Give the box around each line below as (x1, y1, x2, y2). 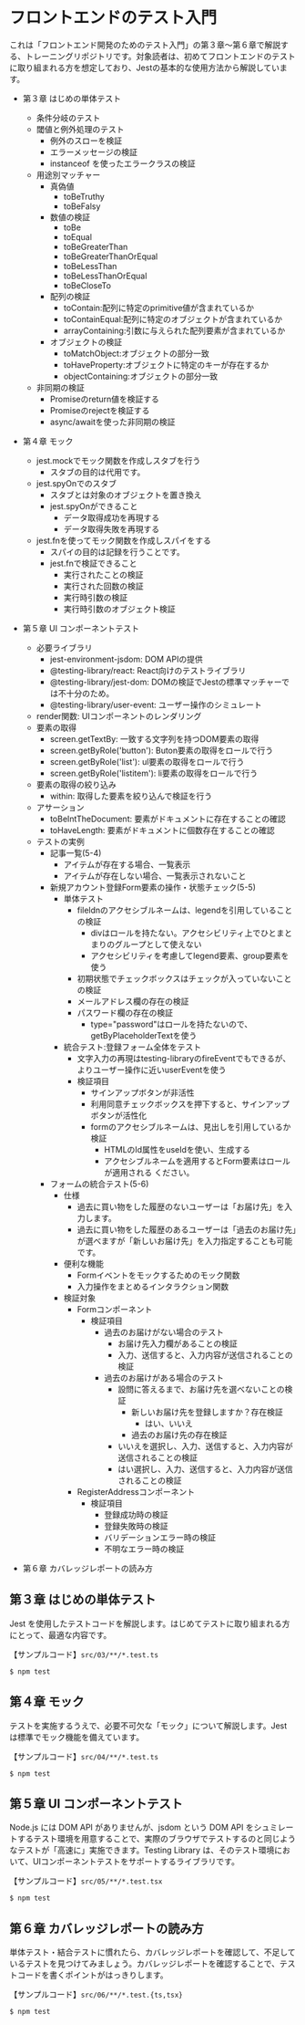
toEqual (63, 231, 93, 242)
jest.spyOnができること (49, 500, 138, 511)
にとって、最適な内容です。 (9, 1629, 112, 1640)
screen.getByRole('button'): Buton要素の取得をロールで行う (49, 745, 274, 756)
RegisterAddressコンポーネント (76, 1486, 196, 1497)
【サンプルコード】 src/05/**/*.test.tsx (9, 1875, 163, 1886)
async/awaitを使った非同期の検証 (49, 416, 176, 427)
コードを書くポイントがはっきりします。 (16, 1969, 168, 1980)
